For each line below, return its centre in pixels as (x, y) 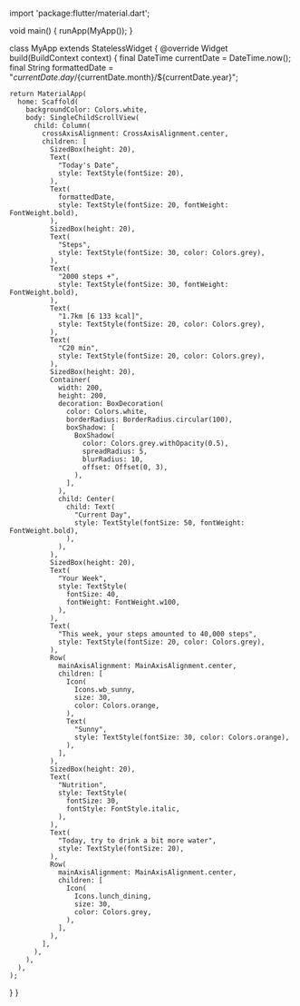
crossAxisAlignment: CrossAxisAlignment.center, (135, 133)
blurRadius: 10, (113, 459)
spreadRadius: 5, (115, 451)
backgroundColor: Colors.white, (87, 110)
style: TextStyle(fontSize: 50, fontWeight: (160, 523)
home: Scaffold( (48, 102)
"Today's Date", (88, 165)
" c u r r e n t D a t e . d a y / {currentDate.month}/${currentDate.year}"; (124, 77)
